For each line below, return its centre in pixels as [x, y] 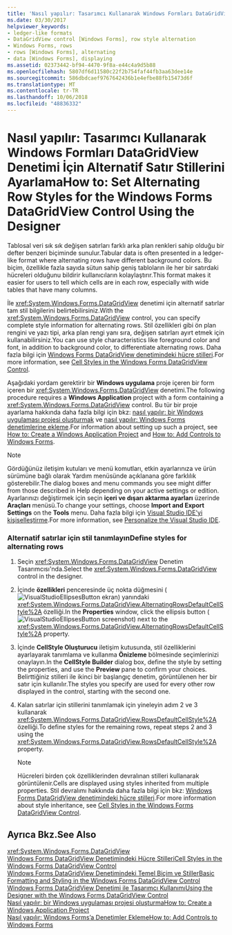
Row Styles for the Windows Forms [110, 197]
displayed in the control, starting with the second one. [94, 692]
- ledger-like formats [40, 33]
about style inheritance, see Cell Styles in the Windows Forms [105, 805]
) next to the [151, 619]
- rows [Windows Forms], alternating [61, 53]
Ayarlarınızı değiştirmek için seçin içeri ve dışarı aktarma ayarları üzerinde [113, 498]
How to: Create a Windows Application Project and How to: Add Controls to [114, 434]
